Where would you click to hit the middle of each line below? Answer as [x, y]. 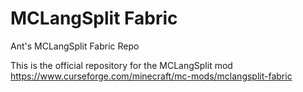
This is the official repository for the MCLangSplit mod [121, 65]
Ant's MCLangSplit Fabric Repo [75, 46]
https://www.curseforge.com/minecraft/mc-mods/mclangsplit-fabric [151, 76]
